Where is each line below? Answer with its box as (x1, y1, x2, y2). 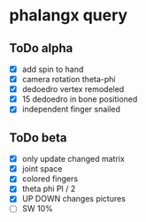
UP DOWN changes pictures (21, 194, 127, 204)
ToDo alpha (9, 41, 73, 56)
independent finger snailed (21, 103, 121, 115)
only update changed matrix (21, 154, 126, 165)
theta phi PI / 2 (21, 183, 76, 195)
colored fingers (21, 173, 78, 184)
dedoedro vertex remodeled (21, 84, 125, 95)
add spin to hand (21, 64, 84, 74)
